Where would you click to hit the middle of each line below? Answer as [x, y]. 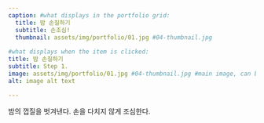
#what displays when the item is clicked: [79, 52]
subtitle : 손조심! [43, 30]
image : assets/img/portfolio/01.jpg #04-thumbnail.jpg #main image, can [130, 74]
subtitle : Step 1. [38, 67]
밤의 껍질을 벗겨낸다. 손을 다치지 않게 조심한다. [79, 111]
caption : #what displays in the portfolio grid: [89, 15]
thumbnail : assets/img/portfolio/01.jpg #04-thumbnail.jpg [114, 37]
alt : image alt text [42, 81]
